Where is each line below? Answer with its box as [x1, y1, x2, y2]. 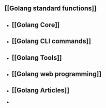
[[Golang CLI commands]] [11, 37, 91, 45]
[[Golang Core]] [11, 21, 60, 29]
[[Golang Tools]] [11, 54, 62, 62]
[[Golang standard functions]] [4, 4, 97, 13]
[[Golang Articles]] [11, 86, 70, 94]
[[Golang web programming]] [11, 70, 102, 78]
